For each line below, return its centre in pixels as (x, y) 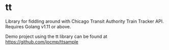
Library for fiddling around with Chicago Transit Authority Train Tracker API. (84, 21)
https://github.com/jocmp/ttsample (42, 41)
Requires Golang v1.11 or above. (38, 26)
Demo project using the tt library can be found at (57, 36)
